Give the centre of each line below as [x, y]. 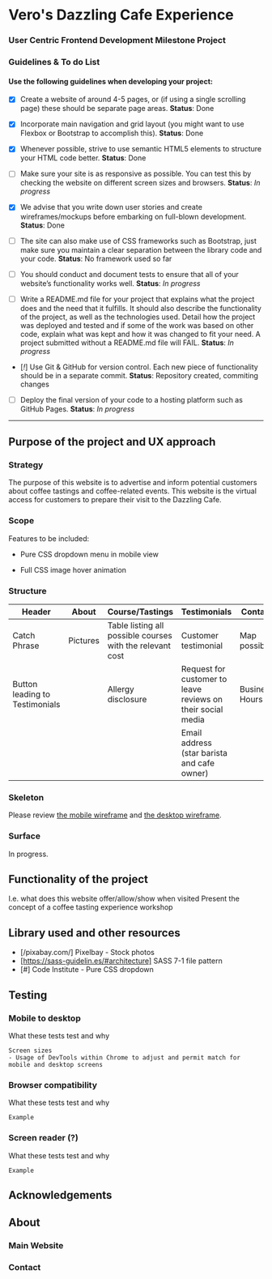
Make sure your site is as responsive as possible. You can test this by [136, 174]
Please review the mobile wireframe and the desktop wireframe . [115, 815]
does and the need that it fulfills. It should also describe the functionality [140, 308]
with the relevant [139, 646]
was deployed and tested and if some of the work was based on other [137, 325]
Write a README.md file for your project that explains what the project [137, 299]
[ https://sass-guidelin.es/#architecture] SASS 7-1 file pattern [121, 961]
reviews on [202, 700]
